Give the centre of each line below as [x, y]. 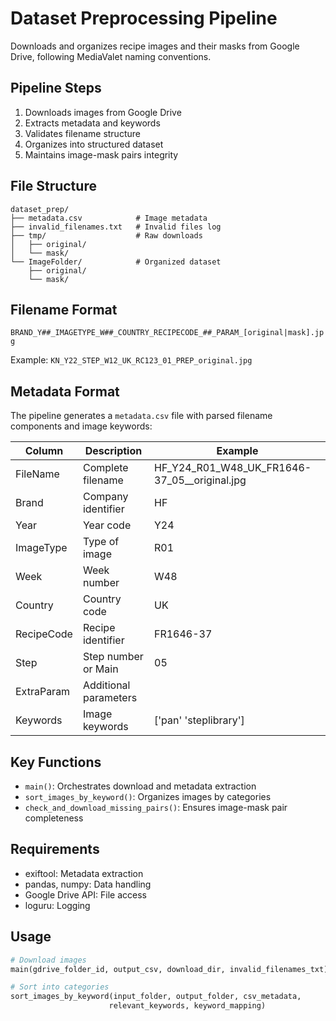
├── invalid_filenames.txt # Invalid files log [116, 227]
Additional [106, 685]
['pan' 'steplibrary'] [199, 720]
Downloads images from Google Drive [103, 112]
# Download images [48, 960]
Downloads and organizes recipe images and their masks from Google [155, 46]
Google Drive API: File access [85, 894]
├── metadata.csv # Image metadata [109, 218]
